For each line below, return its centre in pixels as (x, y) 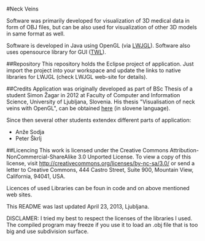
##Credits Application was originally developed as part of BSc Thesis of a (100, 89)
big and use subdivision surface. (48, 231)
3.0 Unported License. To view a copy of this (134, 157)
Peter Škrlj (28, 138)
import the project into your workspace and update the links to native (94, 70)
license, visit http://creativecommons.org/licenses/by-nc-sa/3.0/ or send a (101, 163)
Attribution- (184, 150)
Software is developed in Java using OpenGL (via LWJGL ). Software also (98, 46)
